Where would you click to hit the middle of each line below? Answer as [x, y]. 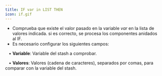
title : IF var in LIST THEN [34, 10]
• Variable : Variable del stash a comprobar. [53, 53]
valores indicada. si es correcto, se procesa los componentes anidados [85, 33]
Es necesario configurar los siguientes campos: [61, 44]
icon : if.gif [19, 14]
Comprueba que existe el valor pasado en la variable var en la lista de [83, 28]
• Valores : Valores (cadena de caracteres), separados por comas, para [81, 63]
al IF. [17, 38]
